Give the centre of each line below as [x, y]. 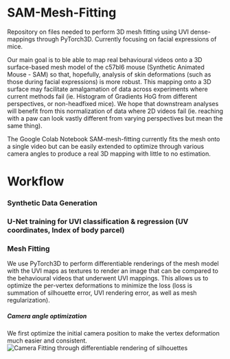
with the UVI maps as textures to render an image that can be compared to [113, 271]
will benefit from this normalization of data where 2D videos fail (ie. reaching [115, 111]
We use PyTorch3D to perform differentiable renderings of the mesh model [113, 264]
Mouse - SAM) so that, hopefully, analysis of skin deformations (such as [109, 74]
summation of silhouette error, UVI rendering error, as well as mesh [102, 293]
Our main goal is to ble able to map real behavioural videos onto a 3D [105, 59]
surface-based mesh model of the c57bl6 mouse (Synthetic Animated [106, 67]
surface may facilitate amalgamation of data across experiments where [107, 89]
